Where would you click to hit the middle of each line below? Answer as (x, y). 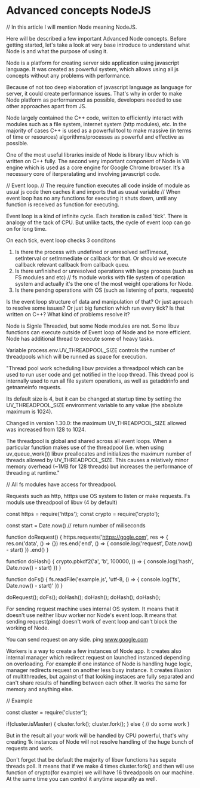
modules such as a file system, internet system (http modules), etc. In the (96, 124)
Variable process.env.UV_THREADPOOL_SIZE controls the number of (91, 350)
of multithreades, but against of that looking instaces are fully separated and (100, 676)
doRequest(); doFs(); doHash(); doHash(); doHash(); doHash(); (84, 597)
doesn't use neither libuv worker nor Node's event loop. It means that (92, 615)
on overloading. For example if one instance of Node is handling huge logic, (99, 664)
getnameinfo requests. (34, 387)
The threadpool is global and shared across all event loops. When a (89, 441)
